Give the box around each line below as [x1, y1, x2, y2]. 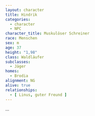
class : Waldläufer [5, 54, 44, 60]
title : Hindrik [5, 12, 38, 17]
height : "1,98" [5, 50, 38, 55]
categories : [5, 17, 30, 22]
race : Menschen [5, 36, 38, 41]
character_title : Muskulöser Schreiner [5, 31, 90, 36]
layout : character [5, 7, 44, 13]
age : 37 [5, 45, 22, 50]
